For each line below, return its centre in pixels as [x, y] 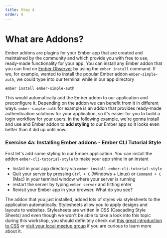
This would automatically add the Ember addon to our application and [77, 98]
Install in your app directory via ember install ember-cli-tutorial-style [87, 168]
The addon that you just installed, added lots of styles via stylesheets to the [83, 199]
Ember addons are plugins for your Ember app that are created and [74, 53]
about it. [14, 231]
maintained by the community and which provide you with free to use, [77, 58]
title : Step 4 [20, 10]
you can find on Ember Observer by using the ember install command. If [81, 69]
